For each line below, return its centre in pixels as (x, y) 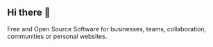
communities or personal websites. (57, 36)
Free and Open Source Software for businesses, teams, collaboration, (107, 29)
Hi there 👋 (29, 13)
